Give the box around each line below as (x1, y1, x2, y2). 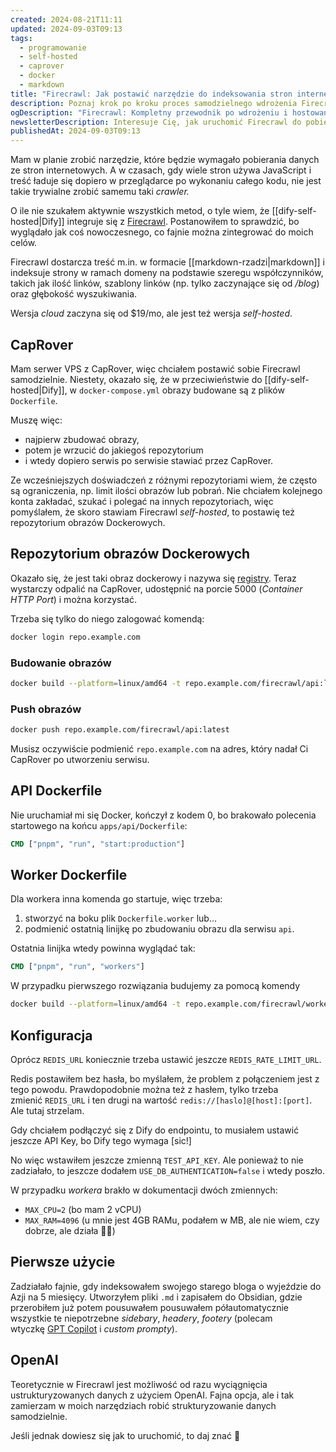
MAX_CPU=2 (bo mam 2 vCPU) (24, 1204, 142, 1216)
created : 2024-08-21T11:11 (10, 14, 123, 25)
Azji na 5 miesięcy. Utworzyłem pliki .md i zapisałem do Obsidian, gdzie (10, 1291, 303, 1303)
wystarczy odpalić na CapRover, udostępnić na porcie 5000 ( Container (10, 582, 303, 595)
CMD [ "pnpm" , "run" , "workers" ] (10, 962, 145, 972)
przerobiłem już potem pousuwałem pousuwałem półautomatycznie (10, 1301, 290, 1313)
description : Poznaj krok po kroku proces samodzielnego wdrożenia (10, 98, 298, 108)
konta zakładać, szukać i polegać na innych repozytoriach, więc (10, 495, 274, 507)
